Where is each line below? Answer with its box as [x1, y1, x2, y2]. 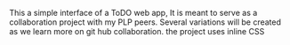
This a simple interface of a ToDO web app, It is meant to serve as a [9, 8, 258, 18]
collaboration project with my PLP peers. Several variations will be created [9, 17, 282, 27]
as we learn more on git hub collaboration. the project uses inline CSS [9, 26, 265, 36]
